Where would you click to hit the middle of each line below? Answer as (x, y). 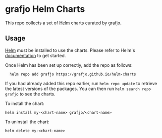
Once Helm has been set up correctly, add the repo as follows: (69, 65)
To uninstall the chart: (27, 122)
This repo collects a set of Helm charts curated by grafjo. (63, 23)
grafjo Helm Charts (45, 9)
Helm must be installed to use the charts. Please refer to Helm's (70, 50)
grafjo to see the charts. (30, 94)
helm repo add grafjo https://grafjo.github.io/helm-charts (73, 74)
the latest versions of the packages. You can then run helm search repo (78, 89)
